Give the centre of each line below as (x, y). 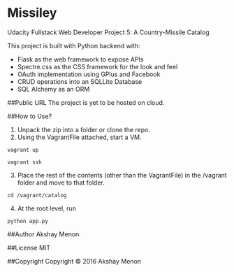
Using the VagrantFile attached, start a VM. (79, 137)
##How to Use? (30, 116)
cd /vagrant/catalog (37, 195)
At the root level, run (47, 208)
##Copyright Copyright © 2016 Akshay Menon (74, 261)
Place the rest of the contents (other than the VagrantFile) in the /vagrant (122, 175)
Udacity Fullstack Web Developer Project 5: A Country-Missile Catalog (108, 32)
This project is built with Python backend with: (74, 45)
